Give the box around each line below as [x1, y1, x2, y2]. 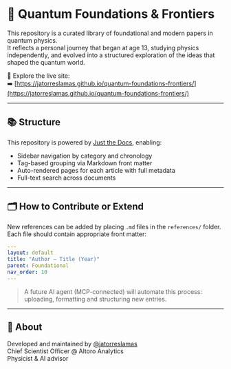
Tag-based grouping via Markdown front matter [16, 158, 153, 167]
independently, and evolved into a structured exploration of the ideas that [7, 51, 215, 59]
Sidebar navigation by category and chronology [16, 151, 153, 160]
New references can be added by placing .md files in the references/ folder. [7, 222, 221, 231]
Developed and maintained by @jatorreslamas [7, 339, 137, 348]
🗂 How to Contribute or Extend [7, 201, 144, 213]
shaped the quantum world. [7, 58, 85, 66]
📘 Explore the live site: [7, 72, 70, 80]
